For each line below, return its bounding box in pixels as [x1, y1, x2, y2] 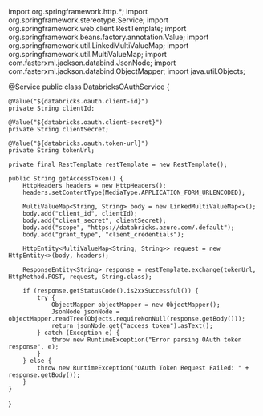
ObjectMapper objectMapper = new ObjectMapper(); [51, 301, 221, 309]
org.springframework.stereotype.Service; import [8, 15, 168, 25]
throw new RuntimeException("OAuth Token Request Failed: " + [37, 364, 249, 372]
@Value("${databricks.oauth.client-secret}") [8, 119, 163, 127]
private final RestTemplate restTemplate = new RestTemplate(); [8, 160, 228, 168]
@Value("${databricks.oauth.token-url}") [8, 139, 149, 147]
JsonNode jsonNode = [51, 308, 120, 316]
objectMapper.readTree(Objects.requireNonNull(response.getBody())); [8, 315, 246, 323]
